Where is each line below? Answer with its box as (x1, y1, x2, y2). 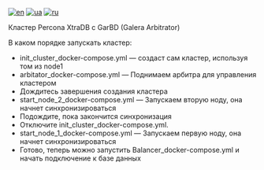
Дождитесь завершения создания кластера (19, 87, 168, 96)
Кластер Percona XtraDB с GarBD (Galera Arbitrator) (8, 23, 180, 31)
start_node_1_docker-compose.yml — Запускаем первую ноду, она (19, 128, 242, 138)
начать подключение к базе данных (19, 153, 142, 163)
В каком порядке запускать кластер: (8, 38, 132, 47)
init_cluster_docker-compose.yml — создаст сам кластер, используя (19, 54, 248, 62)
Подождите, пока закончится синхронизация (19, 112, 172, 121)
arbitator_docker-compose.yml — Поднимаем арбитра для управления (19, 70, 257, 79)
